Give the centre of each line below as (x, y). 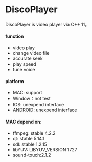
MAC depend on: (24, 121)
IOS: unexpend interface (38, 105)
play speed (25, 64)
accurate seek (28, 59)
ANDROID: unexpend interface (45, 110)
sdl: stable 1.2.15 (30, 144)
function (15, 36)
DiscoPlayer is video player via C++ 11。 (47, 24)
